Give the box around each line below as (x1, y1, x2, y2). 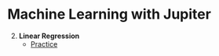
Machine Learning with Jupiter (7, 5, 211, 23)
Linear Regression (18, 31, 80, 40)
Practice (30, 39, 58, 48)
